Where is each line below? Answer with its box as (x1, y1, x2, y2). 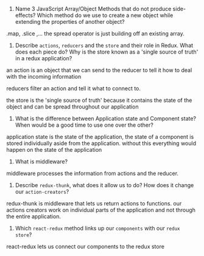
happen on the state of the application (6, 146, 102, 153)
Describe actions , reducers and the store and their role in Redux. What (15, 42, 194, 49)
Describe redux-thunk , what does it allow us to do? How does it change (15, 182, 194, 188)
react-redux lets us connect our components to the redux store (6, 243, 164, 250)
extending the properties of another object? (15, 18, 125, 25)
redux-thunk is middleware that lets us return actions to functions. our (6, 200, 182, 207)
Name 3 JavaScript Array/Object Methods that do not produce (15, 5, 172, 12)
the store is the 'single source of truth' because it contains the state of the (6, 97, 192, 104)
